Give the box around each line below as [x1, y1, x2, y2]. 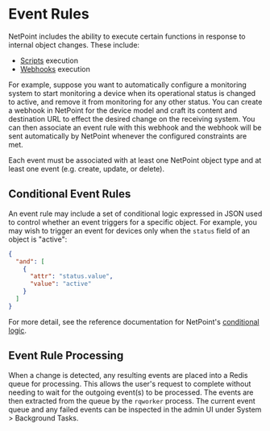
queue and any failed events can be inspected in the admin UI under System [8, 404, 262, 414]
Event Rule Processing [8, 349, 124, 363]
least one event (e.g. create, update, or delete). [8, 164, 165, 173]
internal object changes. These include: [8, 39, 139, 49]
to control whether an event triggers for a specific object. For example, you [8, 217, 258, 226]
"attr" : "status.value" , [29, 272, 114, 280]
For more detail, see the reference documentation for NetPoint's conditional [8, 317, 260, 326]
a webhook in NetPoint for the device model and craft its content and [8, 106, 238, 115]
